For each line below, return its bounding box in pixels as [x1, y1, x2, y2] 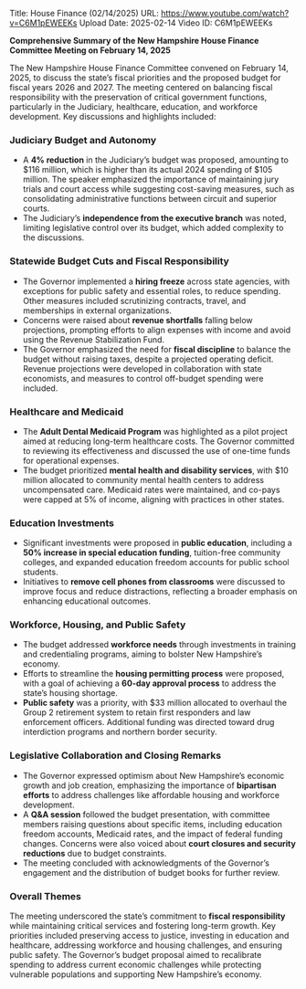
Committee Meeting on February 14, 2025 [9, 45, 171, 56]
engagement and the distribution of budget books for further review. [22, 867, 280, 878]
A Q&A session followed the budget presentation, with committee [22, 808, 270, 820]
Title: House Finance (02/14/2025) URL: [9, 8, 160, 18]
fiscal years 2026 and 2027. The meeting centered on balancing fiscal [9, 82, 273, 92]
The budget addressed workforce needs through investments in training [22, 639, 297, 650]
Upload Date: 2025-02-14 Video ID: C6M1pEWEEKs [79, 17, 273, 28]
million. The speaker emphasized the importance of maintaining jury [22, 174, 280, 185]
